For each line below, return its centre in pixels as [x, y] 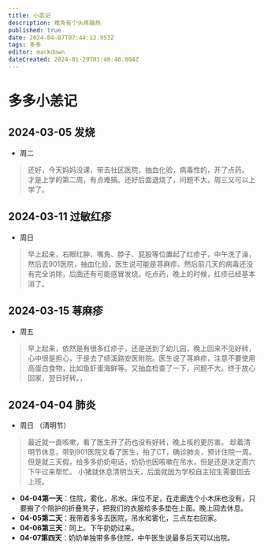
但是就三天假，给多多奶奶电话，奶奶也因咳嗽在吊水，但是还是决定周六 [141, 462]
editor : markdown [37, 52]
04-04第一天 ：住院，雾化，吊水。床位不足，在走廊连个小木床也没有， [134, 499]
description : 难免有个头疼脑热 [55, 23]
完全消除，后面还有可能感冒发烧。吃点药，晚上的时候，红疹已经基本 [145, 274]
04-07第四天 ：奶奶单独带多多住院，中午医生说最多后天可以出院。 [127, 538]
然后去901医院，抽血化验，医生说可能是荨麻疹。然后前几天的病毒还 [137, 264]
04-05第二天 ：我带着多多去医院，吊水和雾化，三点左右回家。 [120, 518]
